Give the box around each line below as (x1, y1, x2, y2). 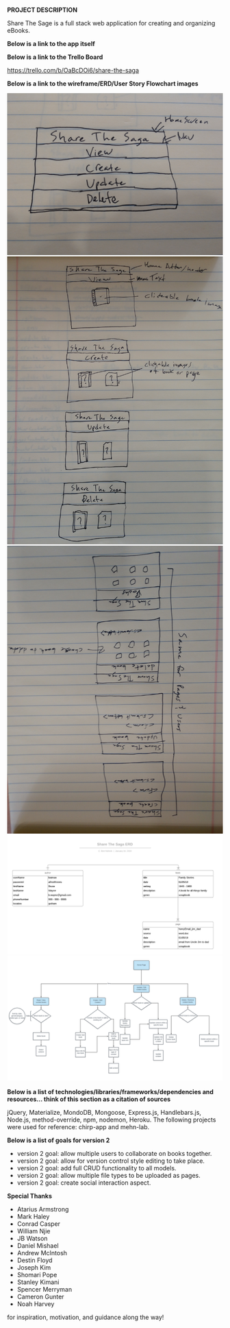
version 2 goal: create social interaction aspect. (16, 1179, 151, 1187)
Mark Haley (16, 1213, 50, 1221)
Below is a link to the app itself (7, 40, 96, 47)
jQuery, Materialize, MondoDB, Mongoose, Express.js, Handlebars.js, (7, 1109, 202, 1117)
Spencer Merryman (16, 1285, 73, 1294)
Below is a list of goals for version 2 (7, 1136, 110, 1144)
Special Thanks (7, 1192, 53, 1200)
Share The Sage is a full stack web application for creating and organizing (7, 19, 216, 27)
